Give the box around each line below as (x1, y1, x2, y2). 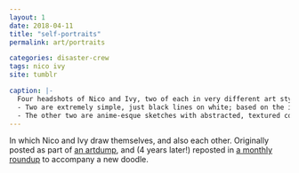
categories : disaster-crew (9, 54, 109, 63)
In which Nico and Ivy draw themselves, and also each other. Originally (9, 135, 270, 146)
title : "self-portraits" (9, 29, 101, 38)
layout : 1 (9, 12, 46, 22)
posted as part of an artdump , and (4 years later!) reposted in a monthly (9, 145, 273, 155)
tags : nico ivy (9, 62, 66, 71)
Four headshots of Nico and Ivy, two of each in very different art (17, 94, 277, 103)
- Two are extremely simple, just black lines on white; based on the (17, 103, 285, 112)
